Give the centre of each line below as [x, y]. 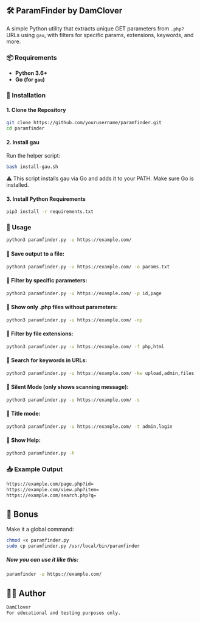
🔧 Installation [26, 96]
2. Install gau [23, 142]
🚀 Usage [19, 228]
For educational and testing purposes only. [64, 613]
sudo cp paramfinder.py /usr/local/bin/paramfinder [73, 546]
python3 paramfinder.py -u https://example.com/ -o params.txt [88, 267]
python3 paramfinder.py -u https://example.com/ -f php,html [85, 346]
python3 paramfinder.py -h [40, 453]
